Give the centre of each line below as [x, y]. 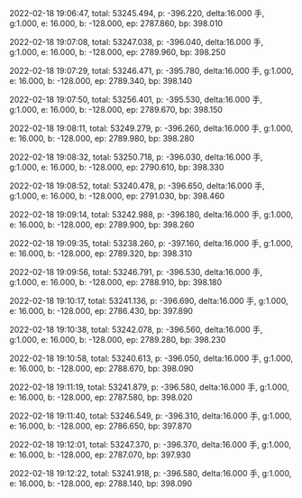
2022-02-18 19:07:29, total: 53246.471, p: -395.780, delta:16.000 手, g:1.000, [151, 71]
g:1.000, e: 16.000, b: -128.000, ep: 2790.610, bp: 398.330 [117, 167]
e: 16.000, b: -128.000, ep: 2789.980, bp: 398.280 [102, 138]
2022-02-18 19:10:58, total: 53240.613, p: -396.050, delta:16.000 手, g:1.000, [151, 358]
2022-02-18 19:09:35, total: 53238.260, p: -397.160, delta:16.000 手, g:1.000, [151, 243]
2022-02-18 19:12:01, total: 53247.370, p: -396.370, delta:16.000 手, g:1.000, [150, 444]
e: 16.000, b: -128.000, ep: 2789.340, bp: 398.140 [101, 81]
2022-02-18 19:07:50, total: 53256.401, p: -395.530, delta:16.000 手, [136, 99]
